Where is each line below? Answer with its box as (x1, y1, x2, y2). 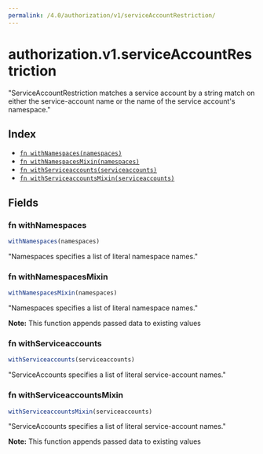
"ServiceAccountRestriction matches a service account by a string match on (8, 88, 255, 97)
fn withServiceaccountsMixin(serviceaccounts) (19, 174, 175, 183)
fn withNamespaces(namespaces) (19, 150, 122, 158)
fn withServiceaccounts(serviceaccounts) (19, 167, 157, 174)
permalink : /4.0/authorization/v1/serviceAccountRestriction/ (8, 11, 216, 20)
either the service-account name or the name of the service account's (8, 96, 236, 106)
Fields (8, 196, 39, 209)
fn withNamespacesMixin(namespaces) (19, 158, 140, 166)
